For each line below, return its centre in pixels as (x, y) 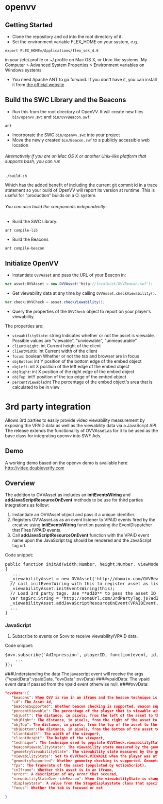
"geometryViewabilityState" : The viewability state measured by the (82, 752)
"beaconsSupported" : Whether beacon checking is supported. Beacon (81, 707)
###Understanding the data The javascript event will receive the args (74, 674)
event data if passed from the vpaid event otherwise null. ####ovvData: (77, 684)
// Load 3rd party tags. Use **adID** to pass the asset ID (83, 593)
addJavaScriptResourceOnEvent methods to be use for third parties (74, 500)
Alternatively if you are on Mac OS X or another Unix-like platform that (76, 156)
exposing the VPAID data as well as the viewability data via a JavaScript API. (81, 425)
